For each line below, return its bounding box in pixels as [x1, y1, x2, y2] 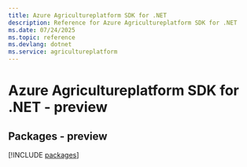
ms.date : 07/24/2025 [8, 26, 76, 34]
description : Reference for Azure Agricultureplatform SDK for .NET [8, 19, 238, 27]
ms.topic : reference [8, 33, 76, 42]
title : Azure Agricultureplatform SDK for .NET [8, 11, 168, 20]
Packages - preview [8, 129, 108, 143]
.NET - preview [8, 99, 108, 116]
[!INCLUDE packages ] [8, 151, 79, 159]
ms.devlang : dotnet [8, 41, 72, 49]
